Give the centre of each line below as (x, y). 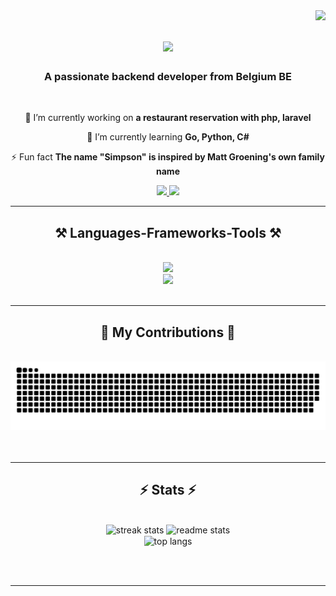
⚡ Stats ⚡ (168, 490)
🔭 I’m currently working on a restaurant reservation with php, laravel (168, 118)
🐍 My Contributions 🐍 (168, 332)
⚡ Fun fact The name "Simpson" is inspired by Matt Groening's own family (168, 157)
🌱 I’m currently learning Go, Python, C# (168, 137)
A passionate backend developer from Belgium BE (168, 77)
